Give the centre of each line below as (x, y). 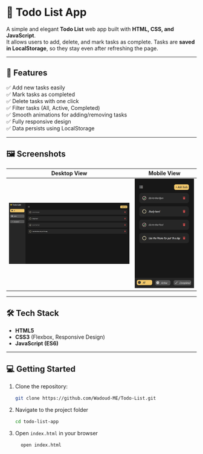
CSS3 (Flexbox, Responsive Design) (60, 337)
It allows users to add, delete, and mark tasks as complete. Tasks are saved (101, 42)
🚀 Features (27, 73)
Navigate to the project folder (52, 410)
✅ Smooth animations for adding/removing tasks (67, 115)
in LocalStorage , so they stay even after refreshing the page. (82, 48)
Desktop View (69, 173)
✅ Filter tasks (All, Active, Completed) (53, 107)
